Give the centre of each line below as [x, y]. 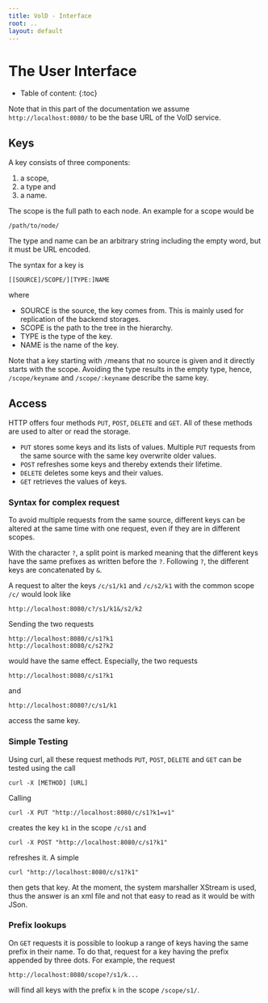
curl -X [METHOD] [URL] [48, 783]
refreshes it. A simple [44, 857]
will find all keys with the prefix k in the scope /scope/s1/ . [104, 990]
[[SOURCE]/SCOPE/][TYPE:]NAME [59, 280]
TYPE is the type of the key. [66, 336]
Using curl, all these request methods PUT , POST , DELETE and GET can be [125, 759]
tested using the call [42, 768]
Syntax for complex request [64, 502]
